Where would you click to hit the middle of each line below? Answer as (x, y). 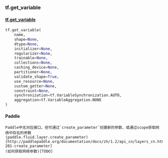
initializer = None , (33, 49)
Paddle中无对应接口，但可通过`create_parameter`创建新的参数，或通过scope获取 (80, 128)
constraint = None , (32, 91)
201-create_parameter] (29, 146)
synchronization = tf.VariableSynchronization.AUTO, (68, 95)
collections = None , (33, 63)
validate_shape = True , (36, 77)
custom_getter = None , (35, 86)
